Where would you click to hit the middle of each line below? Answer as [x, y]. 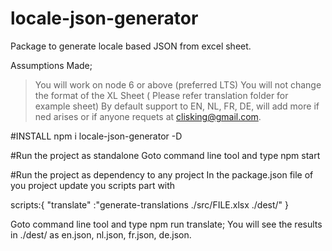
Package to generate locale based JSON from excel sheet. [131, 46]
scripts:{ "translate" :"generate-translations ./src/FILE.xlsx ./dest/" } [150, 204]
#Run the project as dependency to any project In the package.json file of [162, 174]
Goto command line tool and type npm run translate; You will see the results [166, 224]
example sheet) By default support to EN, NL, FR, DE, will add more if [177, 106]
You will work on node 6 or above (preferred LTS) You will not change [178, 84]
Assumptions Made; [51, 65]
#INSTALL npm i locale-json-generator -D [96, 136]
